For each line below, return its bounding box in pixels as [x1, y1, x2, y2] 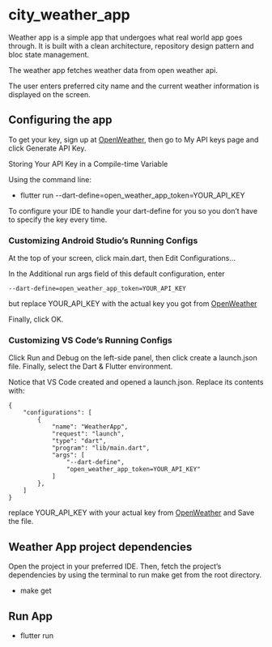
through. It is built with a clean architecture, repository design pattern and [8, 40, 254, 50]
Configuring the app [8, 113, 113, 127]
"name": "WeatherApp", [51, 423, 129, 431]
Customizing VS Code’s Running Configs [8, 334, 172, 346]
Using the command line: [8, 174, 91, 184]
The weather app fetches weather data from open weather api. [8, 65, 219, 74]
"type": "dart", [51, 437, 107, 445]
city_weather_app [8, 6, 131, 24]
